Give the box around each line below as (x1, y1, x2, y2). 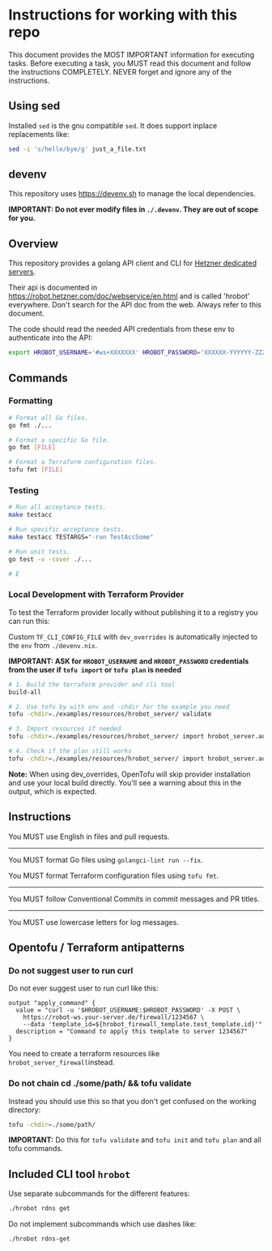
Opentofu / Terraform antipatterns (8, 940, 185, 954)
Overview (8, 237, 59, 251)
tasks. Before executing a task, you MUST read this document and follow (8, 58, 252, 68)
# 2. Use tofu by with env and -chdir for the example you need (8, 703, 230, 711)
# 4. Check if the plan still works (8, 747, 132, 755)
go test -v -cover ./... (8, 555, 92, 563)
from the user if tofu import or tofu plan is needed (8, 664, 182, 674)
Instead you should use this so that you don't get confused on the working (8, 1096, 257, 1106)
